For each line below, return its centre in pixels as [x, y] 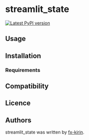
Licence [18, 103]
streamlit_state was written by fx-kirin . [45, 132]
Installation [23, 56]
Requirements [23, 70]
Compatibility [27, 86]
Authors [18, 120]
